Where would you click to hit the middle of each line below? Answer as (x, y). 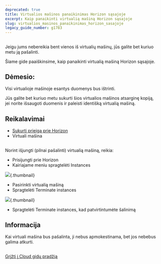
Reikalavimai (25, 119)
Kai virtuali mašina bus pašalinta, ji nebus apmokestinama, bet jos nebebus (80, 237)
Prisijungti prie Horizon (35, 160)
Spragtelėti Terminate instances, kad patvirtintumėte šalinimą (74, 209)
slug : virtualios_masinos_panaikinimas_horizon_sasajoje (64, 23)
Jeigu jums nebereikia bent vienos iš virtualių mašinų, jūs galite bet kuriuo (80, 47)
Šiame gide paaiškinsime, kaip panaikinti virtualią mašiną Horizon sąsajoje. (80, 61)
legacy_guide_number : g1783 (34, 28)
